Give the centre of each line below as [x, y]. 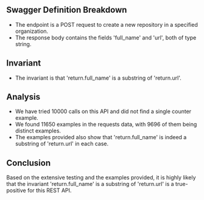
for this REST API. [49, 190]
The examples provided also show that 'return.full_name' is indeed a [101, 137]
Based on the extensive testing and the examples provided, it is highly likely [101, 178]
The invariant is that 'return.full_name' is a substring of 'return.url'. [98, 78]
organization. [32, 31]
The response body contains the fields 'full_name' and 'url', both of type [106, 37]
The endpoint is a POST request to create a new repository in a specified [106, 24]
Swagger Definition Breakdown [67, 10]
